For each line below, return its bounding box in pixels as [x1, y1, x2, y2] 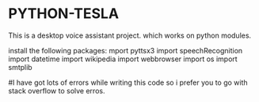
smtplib [8, 62, 33, 71]
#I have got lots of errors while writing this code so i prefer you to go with [8, 78, 248, 87]
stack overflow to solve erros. [8, 86, 105, 95]
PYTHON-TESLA [8, 5, 120, 23]
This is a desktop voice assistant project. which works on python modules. [8, 31, 252, 40]
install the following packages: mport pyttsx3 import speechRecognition [8, 46, 243, 55]
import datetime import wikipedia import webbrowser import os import [8, 54, 238, 64]
